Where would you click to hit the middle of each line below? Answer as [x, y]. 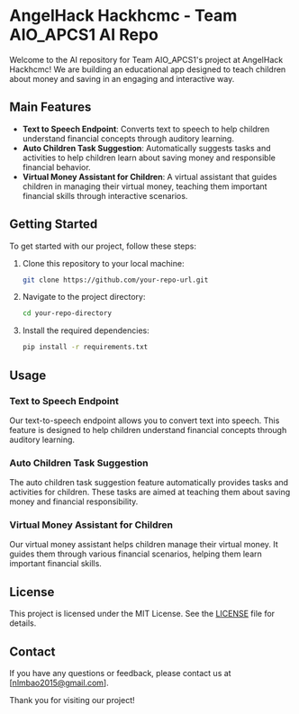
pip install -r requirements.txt [85, 348]
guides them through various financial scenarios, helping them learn [136, 554]
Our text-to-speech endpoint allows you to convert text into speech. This [145, 420]
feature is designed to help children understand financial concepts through [148, 429]
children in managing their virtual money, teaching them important [145, 186]
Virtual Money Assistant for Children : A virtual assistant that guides [149, 176]
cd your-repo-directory [67, 313]
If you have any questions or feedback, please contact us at [120, 673]
